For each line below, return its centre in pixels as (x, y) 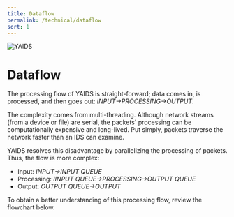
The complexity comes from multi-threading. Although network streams (111, 115)
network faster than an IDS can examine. (66, 137)
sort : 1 (19, 27)
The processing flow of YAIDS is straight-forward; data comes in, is (104, 94)
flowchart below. (31, 207)
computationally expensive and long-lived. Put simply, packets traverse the (115, 130)
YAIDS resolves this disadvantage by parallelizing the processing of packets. (118, 151)
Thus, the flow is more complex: (53, 158)
